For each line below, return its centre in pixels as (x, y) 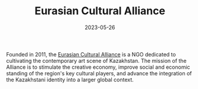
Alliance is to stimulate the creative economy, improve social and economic (98, 67)
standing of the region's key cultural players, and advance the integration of (99, 73)
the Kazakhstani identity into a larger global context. (70, 80)
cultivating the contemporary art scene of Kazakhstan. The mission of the (96, 61)
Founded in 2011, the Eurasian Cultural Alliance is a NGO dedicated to (91, 54)
